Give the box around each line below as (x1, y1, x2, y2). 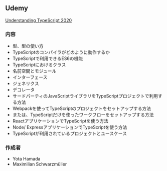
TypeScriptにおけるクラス (12, 62, 66, 68)
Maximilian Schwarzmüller (12, 161, 67, 167)
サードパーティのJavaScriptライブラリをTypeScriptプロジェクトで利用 (12, 93, 158, 99)
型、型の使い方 (12, 43, 44, 49)
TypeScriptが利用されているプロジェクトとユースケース (12, 130, 127, 136)
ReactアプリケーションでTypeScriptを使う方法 (12, 118, 109, 124)
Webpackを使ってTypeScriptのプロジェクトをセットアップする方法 (12, 105, 151, 111)
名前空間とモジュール (12, 68, 57, 74)
